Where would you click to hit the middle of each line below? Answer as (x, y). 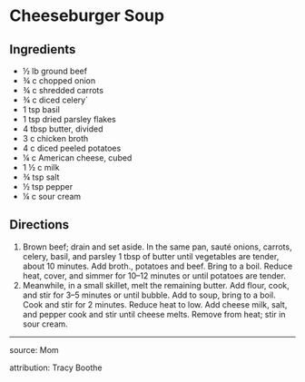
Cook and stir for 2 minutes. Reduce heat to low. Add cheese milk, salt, (155, 304)
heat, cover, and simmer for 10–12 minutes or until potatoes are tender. (154, 275)
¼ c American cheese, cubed (77, 158)
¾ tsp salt (41, 177)
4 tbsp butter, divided (63, 129)
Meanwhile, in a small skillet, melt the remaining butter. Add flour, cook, (156, 285)
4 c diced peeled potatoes (72, 148)
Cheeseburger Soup (87, 16)
